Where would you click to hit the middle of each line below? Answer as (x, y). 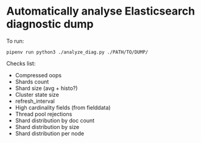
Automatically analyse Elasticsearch (101, 11)
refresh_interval (35, 101)
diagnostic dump (50, 24)
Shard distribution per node (49, 133)
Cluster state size (37, 94)
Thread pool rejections (44, 114)
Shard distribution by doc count (55, 120)
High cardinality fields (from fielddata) (63, 107)
